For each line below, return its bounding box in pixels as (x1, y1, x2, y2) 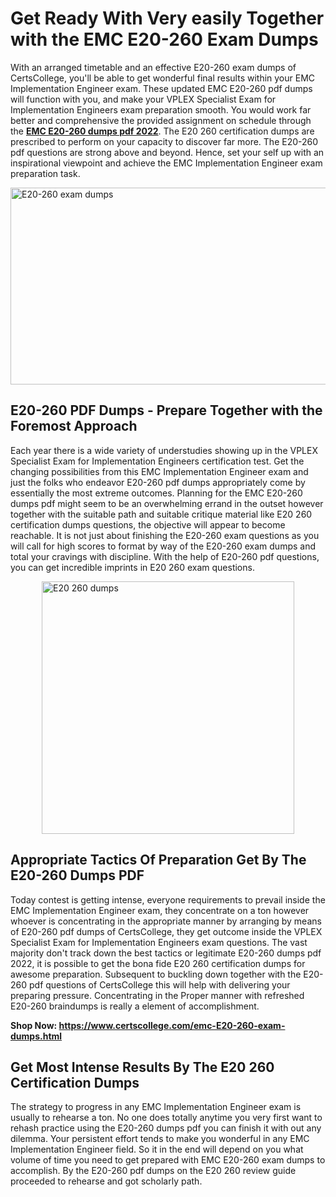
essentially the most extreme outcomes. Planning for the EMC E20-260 (10, 487, 303, 499)
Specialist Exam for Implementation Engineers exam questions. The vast (10, 936, 308, 948)
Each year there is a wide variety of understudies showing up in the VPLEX (10, 444, 318, 456)
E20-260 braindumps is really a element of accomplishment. (10, 1000, 260, 1012)
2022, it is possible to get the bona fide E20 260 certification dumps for (10, 957, 306, 969)
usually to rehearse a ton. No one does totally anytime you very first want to (10, 1112, 323, 1124)
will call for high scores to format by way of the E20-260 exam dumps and (10, 540, 317, 552)
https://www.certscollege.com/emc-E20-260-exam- (58, 1019, 286, 1031)
